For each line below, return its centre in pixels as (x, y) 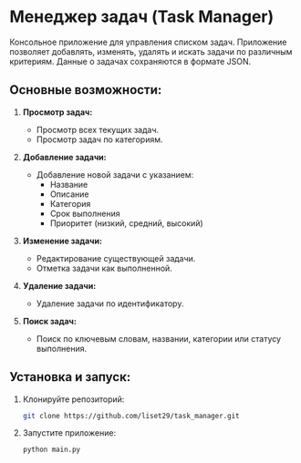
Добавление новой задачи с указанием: (115, 174)
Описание (69, 194)
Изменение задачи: (62, 241)
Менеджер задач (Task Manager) (142, 17)
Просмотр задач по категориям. (99, 139)
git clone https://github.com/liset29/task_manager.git (131, 416)
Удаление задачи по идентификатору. (110, 304)
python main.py (52, 450)
